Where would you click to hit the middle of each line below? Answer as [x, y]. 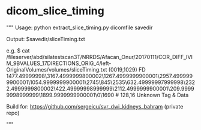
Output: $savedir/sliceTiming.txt [46, 39]
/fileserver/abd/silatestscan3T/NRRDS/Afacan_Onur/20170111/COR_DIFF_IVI [100, 57]
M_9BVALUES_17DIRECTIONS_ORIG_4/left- [59, 63]
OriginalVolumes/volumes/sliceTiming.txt [57, 69]
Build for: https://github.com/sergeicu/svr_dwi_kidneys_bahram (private [95, 106]
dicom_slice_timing [55, 11]
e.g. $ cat [18, 50]
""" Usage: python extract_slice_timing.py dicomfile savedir [79, 27]
